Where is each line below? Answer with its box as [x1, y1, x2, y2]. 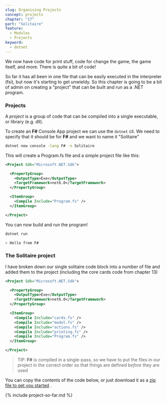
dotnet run [5, 231, 28, 236]
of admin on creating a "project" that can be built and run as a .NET [5, 84, 144, 90]
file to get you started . [5, 382, 52, 388]
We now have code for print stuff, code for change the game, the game [5, 58, 151, 64]
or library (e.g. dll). [5, 118, 43, 124]
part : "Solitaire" [5, 21, 43, 27]
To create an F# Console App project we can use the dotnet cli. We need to [5, 128, 160, 134]
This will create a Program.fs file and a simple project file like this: [5, 152, 140, 158]
